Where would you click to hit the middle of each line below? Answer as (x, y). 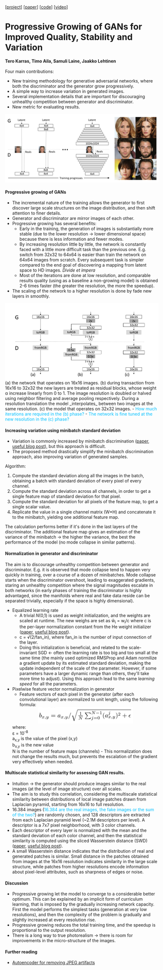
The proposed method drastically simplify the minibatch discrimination (83, 452)
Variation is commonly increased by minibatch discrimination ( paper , (81, 441)
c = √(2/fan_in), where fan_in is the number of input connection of (85, 637)
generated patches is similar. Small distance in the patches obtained (81, 856)
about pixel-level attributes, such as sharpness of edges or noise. (78, 872)
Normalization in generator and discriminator (52, 553)
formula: (28, 705)
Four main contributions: (30, 71)
